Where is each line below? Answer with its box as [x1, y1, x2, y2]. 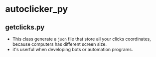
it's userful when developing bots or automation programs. [12, 47, 133, 52]
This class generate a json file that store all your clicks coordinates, [12, 36, 151, 42]
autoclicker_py [5, 3, 68, 15]
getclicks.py [5, 23, 45, 31]
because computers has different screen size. [12, 41, 107, 47]
